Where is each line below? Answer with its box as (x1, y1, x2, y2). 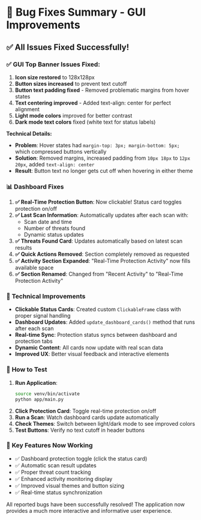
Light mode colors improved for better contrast (14, 112, 133, 119)
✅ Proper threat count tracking (14, 468, 91, 476)
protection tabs (14, 337, 53, 345)
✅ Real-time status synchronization (14, 489, 103, 496)
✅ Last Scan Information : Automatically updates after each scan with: (14, 211, 189, 219)
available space (14, 264, 54, 271)
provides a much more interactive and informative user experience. (6, 507, 172, 514)
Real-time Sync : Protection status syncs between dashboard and (14, 331, 177, 339)
